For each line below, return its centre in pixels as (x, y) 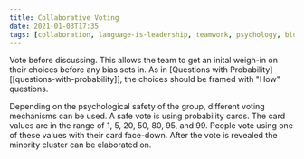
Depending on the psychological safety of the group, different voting (137, 107)
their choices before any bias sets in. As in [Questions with (119, 70)
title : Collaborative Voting (64, 18)
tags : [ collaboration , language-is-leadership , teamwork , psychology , (145, 34)
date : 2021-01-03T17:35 (54, 26)
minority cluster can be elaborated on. (81, 145)
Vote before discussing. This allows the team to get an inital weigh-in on (144, 61)
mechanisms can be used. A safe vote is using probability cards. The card (147, 116)
